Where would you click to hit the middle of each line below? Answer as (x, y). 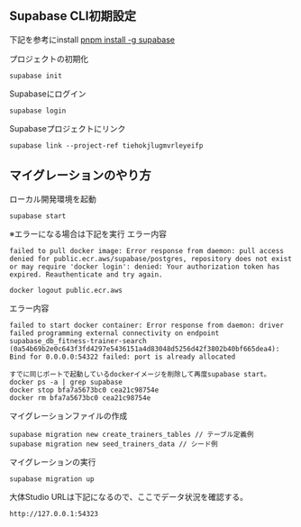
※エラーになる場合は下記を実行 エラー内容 (88, 233)
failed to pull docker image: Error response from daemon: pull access (146, 250)
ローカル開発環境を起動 (53, 199)
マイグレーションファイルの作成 (68, 415)
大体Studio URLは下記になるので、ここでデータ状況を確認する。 (128, 496)
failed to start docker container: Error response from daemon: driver (146, 325)
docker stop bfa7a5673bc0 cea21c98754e (84, 390)
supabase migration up (52, 479)
